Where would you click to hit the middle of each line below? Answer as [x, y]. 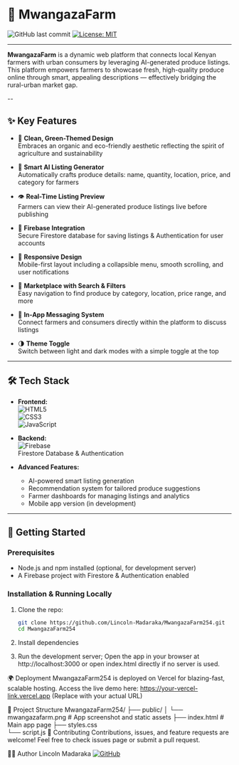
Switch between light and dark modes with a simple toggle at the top [118, 351]
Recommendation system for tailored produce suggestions [114, 488]
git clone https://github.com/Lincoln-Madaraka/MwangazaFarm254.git [121, 622]
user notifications [43, 272]
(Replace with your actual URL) [97, 696]
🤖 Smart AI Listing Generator [61, 167]
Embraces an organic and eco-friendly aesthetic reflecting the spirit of [121, 146]
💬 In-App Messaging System [61, 314]
